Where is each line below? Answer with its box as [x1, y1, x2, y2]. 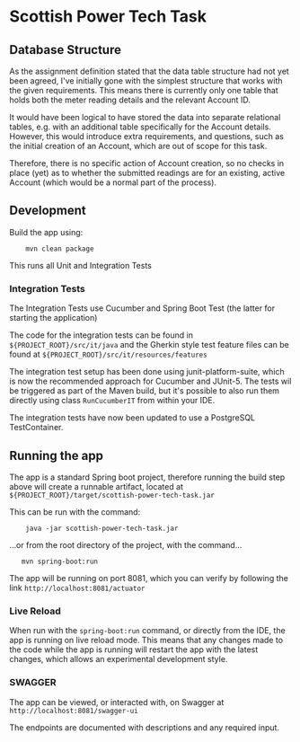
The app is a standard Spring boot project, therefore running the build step [9, 472, 286, 482]
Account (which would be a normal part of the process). [9, 177, 217, 188]
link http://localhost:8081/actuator [9, 582, 146, 593]
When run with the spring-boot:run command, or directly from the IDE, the [9, 625, 286, 636]
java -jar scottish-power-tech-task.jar [25, 524, 179, 533]
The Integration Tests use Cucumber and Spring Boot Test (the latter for [9, 303, 276, 314]
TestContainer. [9, 422, 64, 433]
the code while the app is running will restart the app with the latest [9, 644, 259, 655]
